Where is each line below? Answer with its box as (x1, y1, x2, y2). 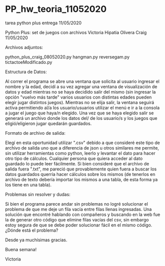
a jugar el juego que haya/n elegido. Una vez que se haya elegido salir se (5, 110, 154, 116)
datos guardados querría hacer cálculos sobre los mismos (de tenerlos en (5, 171, 156, 177)
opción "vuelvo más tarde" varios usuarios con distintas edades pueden (5, 94, 152, 100)
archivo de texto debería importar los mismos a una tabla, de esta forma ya (5, 176, 158, 182)
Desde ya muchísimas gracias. (5, 237, 68, 243)
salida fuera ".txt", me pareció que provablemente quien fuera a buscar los (5, 166, 157, 172)
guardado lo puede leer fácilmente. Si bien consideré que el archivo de (5, 160, 149, 166)
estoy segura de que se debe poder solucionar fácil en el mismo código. (5, 222, 152, 228)
